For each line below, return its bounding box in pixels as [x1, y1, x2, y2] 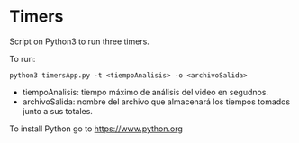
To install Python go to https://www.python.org [9, 123, 183, 134]
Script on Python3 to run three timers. [9, 36, 150, 47]
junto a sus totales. [22, 105, 93, 116]
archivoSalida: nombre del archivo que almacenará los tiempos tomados [22, 96, 291, 107]
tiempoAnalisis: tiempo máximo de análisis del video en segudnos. [22, 86, 268, 97]
